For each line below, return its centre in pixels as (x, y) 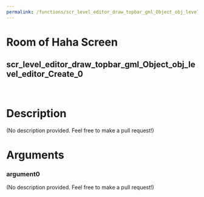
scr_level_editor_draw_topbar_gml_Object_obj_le (101, 65)
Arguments (36, 155)
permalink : (20, 12)
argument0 (23, 174)
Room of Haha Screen (62, 42)
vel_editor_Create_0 (45, 74)
